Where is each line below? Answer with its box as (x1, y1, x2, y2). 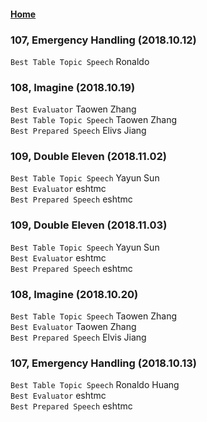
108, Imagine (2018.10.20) (10, 287, 139, 301)
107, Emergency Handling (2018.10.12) (10, 33, 197, 47)
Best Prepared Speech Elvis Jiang (10, 331, 147, 344)
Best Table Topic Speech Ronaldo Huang (10, 379, 180, 391)
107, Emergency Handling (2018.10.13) (10, 356, 197, 370)
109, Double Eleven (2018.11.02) (10, 150, 168, 164)
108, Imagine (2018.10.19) (10, 80, 136, 94)
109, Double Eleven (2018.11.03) (10, 218, 168, 232)
